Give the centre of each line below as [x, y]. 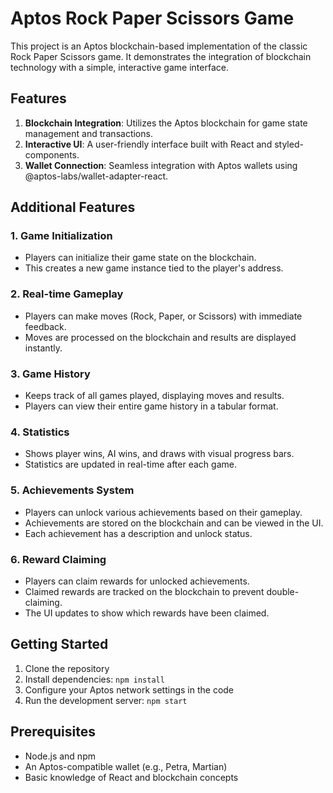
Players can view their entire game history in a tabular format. [151, 406]
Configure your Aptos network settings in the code [129, 689]
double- [283, 591]
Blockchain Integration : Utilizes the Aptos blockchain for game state [166, 123]
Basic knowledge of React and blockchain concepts [131, 777]
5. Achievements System [72, 490]
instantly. [43, 348]
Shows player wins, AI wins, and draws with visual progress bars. [159, 454]
